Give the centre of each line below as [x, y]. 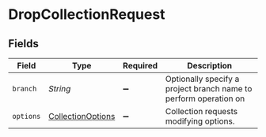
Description [209, 66]
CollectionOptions [82, 116]
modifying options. [200, 121]
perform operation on [205, 98]
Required [140, 66]
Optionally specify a [202, 79]
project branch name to [209, 89]
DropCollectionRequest [87, 15]
